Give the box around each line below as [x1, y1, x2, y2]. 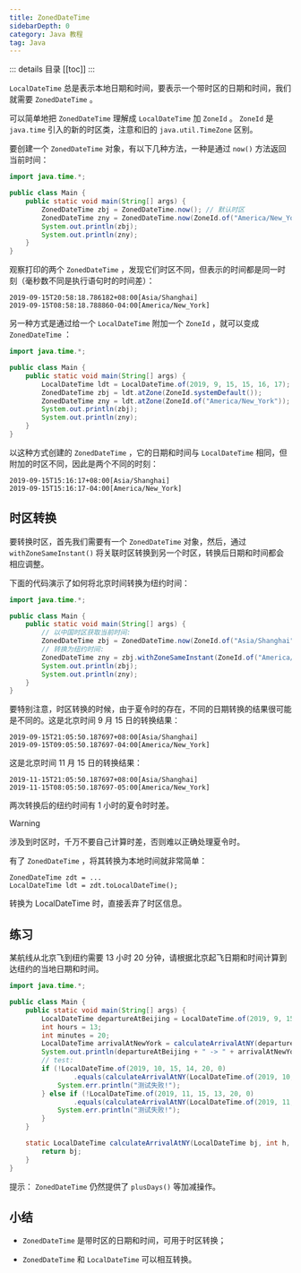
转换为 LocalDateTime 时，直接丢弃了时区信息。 [9, 898, 186, 909]
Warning [9, 818, 40, 829]
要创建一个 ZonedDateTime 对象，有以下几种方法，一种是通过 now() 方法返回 [9, 143, 287, 154]
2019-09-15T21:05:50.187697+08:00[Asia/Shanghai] [9, 733, 199, 742]
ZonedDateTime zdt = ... [9, 873, 102, 882]
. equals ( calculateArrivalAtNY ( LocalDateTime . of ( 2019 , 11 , [73, 1097, 295, 1106]
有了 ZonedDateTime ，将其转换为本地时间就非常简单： [9, 856, 208, 866]
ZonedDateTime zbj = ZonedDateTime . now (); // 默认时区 [41, 205, 245, 214]
